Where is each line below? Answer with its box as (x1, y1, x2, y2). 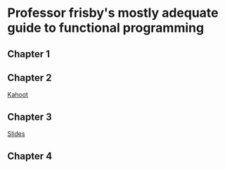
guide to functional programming (7, 20, 205, 36)
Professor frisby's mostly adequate (7, 5, 219, 21)
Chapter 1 (7, 48, 51, 60)
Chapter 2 (7, 72, 52, 84)
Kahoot (7, 90, 28, 99)
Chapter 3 (7, 111, 53, 123)
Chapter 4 (7, 150, 53, 162)
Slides (7, 130, 25, 138)
